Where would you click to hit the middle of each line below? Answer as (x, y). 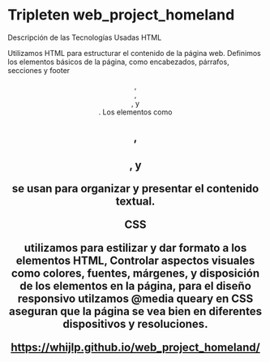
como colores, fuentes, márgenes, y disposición (135, 273)
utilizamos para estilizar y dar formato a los (135, 248)
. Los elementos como (135, 112)
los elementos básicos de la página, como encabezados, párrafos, (118, 62)
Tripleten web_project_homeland (121, 15)
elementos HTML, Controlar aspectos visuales (135, 260)
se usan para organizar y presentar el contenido (135, 188)
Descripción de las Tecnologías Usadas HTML (85, 37)
